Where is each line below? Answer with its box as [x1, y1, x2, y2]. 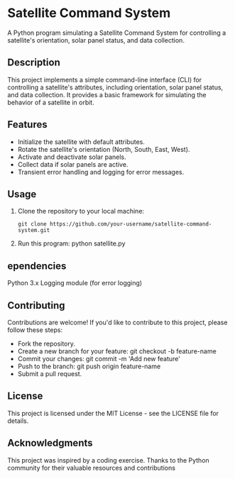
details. [7, 417, 29, 425]
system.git [17, 227, 50, 234]
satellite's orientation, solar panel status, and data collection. [7, 35, 185, 44]
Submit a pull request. [17, 370, 82, 378]
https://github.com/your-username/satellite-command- [49, 221, 212, 228]
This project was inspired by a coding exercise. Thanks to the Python [7, 456, 209, 464]
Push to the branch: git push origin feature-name [17, 362, 161, 370]
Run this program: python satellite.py [17, 239, 126, 248]
